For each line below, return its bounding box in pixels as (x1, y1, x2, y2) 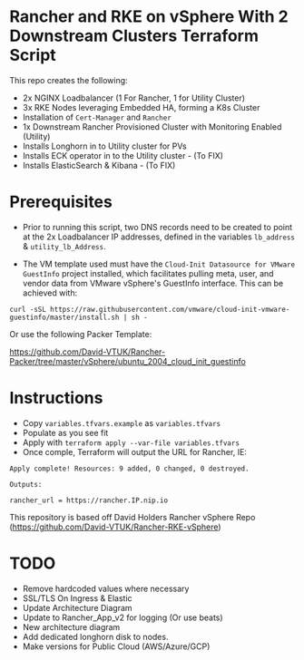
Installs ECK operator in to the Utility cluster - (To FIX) (22, 150, 224, 160)
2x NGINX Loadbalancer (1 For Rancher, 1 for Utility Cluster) (22, 92, 246, 103)
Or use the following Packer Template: (9, 328, 152, 339)
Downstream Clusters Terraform (9, 25, 260, 46)
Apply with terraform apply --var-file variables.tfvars (22, 437, 240, 448)
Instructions (9, 388, 103, 409)
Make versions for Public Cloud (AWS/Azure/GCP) (22, 641, 211, 652)
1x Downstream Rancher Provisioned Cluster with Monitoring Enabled (22, 121, 282, 132)
